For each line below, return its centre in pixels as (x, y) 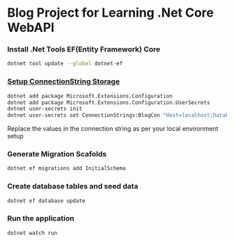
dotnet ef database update (46, 201)
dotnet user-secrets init (45, 109)
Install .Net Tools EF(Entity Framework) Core (84, 49)
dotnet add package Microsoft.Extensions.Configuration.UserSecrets (109, 102)
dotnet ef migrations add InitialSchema (67, 168)
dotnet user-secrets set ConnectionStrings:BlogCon (84, 115)
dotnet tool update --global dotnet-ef (65, 64)
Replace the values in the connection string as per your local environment (113, 129)
